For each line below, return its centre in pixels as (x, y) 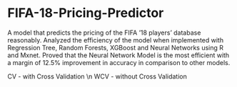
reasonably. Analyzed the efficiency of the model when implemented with (115, 40)
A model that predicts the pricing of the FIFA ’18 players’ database (104, 33)
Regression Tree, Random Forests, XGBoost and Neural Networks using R (115, 47)
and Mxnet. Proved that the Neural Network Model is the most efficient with (118, 55)
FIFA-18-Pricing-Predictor (86, 13)
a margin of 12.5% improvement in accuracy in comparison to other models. (119, 62)
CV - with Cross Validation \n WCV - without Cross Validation (97, 76)
